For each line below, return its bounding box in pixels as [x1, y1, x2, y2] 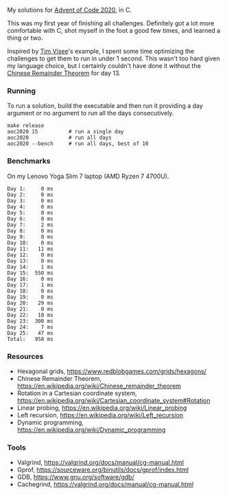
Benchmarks [7, 156, 51, 166]
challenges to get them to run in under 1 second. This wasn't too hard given [7, 54, 221, 63]
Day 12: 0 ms [7, 251, 53, 258]
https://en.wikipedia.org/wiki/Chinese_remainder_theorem [16, 382, 182, 390]
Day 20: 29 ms [7, 299, 53, 307]
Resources [7, 351, 44, 361]
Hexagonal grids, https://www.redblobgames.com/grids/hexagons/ [16, 367, 207, 375]
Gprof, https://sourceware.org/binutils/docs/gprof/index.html [16, 465, 189, 474]
